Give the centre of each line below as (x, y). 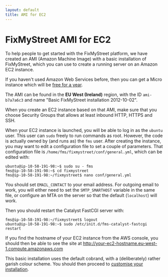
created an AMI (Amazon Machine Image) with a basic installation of (76, 59)
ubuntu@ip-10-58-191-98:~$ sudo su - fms (49, 167)
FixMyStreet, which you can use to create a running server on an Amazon (81, 64)
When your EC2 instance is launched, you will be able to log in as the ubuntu (84, 130)
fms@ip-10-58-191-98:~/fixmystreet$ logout (52, 220)
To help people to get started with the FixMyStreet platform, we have (76, 54)
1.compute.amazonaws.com (34, 249)
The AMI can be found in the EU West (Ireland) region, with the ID (73, 95)
